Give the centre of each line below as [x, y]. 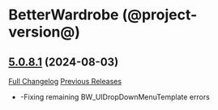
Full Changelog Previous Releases [65, 81]
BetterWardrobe [64, 15]
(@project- [160, 15]
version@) [45, 32]
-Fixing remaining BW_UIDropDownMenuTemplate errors [115, 97]
